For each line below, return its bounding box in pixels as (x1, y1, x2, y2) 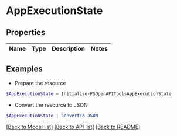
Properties (6, 27, 46, 37)
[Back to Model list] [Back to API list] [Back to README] (6, 123, 141, 130)
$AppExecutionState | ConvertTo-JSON (6, 113, 98, 118)
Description (52, 45, 85, 53)
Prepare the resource (14, 79, 66, 86)
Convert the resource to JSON (14, 101, 88, 109)
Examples (6, 64, 43, 74)
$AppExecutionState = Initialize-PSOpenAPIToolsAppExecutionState (6, 90, 172, 97)
